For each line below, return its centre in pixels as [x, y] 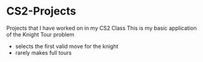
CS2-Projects [41, 11]
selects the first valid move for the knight [67, 46]
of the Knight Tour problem [40, 34]
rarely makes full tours [43, 52]
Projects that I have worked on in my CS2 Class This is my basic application [102, 28]
